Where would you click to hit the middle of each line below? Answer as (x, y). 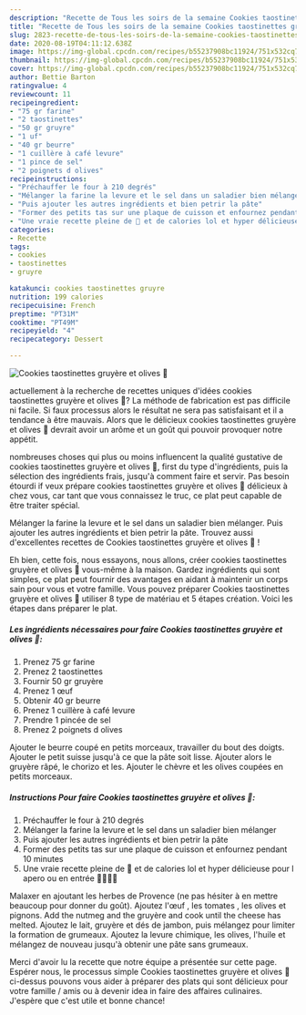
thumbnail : (30, 60)
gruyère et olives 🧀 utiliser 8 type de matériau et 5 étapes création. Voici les (151, 599)
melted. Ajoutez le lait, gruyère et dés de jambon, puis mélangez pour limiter (153, 925)
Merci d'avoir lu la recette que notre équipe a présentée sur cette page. (143, 961)
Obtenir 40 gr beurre (61, 700)
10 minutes (43, 858)
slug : (20, 35)
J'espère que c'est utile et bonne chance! (87, 1000)
